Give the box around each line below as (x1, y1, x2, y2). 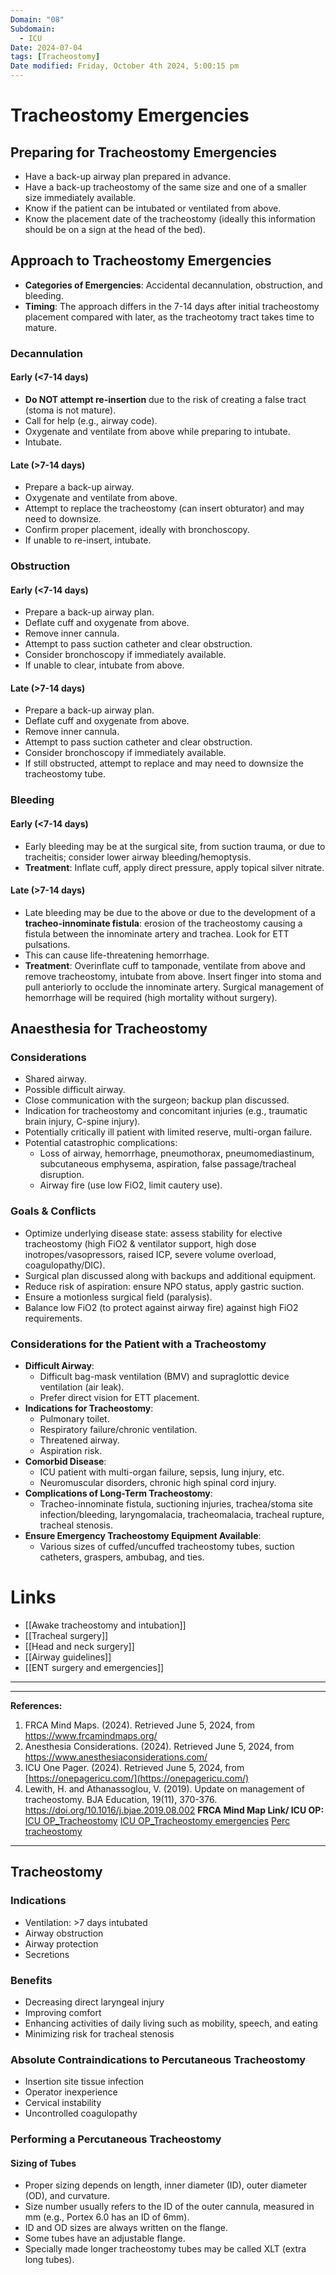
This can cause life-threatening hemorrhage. (24, 949, 210, 961)
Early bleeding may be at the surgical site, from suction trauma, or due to (24, 840, 326, 852)
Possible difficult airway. (24, 1084, 126, 1096)
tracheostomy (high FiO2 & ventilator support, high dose (24, 1237, 257, 1250)
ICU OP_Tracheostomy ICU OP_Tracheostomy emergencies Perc (24, 1815, 291, 1827)
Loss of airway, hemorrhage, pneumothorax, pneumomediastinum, (39, 1147, 315, 1160)
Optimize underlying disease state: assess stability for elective (24, 1227, 283, 1239)
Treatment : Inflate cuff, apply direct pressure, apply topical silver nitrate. (24, 861, 325, 873)
